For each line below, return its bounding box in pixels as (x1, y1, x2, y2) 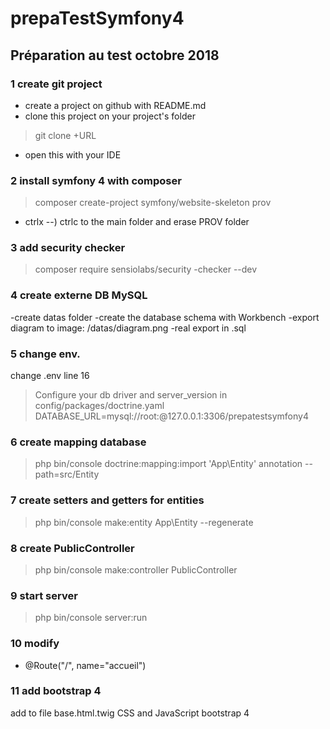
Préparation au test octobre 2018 (10, 47, 220, 64)
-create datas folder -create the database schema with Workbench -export (10, 311, 320, 323)
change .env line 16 (10, 370, 90, 382)
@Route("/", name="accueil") (24, 659, 147, 671)
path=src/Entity (34, 468, 100, 481)
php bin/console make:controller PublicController (34, 563, 238, 576)
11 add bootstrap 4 (10, 684, 102, 698)
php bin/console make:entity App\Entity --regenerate (34, 516, 254, 528)
